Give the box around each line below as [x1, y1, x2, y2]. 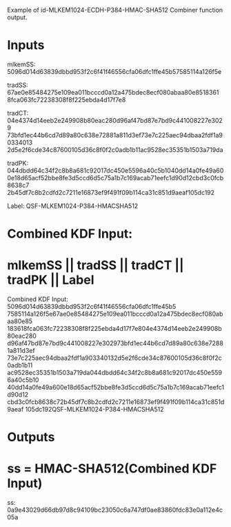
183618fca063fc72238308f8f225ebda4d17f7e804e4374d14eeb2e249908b [7, 325, 222, 333]
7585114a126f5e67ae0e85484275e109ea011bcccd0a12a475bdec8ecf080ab [7, 310, 223, 318]
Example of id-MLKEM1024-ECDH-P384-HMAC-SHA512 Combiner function [7, 6, 223, 14]
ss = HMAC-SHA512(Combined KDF [7, 461, 217, 477]
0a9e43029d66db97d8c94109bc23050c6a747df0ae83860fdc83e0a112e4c [7, 506, 223, 514]
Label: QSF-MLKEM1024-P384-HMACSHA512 [7, 202, 139, 210]
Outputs [7, 430, 55, 445]
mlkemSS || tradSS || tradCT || [7, 258, 184, 274]
